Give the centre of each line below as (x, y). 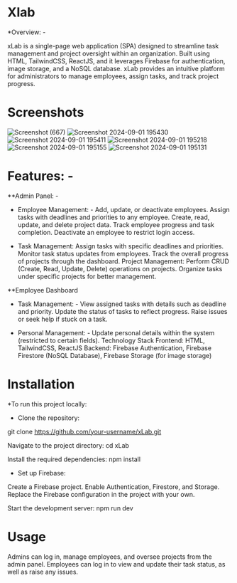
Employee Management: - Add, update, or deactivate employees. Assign (124, 209)
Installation (41, 384)
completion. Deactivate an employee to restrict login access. (106, 232)
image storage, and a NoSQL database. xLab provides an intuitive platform (116, 68)
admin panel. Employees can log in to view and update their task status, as (116, 564)
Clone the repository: (49, 418)
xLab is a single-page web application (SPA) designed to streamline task (113, 46)
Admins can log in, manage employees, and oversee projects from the (110, 557)
